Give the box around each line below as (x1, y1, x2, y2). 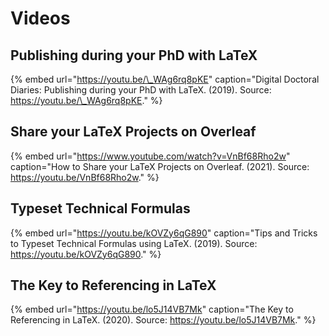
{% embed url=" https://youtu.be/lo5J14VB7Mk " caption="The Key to (10, 303, 294, 316)
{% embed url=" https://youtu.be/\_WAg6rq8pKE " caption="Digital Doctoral (10, 73, 320, 85)
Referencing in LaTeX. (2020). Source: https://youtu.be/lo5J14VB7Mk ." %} (10, 314, 317, 326)
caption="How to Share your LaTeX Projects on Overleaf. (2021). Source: (10, 160, 310, 172)
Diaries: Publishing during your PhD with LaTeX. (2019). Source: (10, 84, 272, 96)
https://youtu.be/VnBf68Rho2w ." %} (10, 171, 160, 183)
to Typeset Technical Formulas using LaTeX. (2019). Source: (10, 237, 258, 249)
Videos (10, 7, 71, 30)
